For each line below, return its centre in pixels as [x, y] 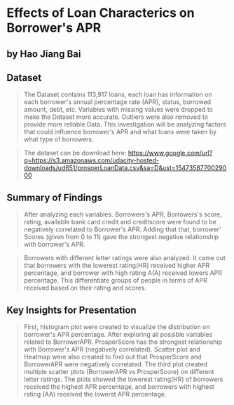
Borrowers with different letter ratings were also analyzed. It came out [124, 258]
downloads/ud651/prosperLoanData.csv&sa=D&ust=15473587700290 [125, 168]
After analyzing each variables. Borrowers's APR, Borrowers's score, [123, 214]
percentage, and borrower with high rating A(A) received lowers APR [123, 273]
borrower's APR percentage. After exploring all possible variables [118, 335]
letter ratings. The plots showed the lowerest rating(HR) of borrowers [123, 379]
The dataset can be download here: [75, 153]
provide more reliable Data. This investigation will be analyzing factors [125, 124]
